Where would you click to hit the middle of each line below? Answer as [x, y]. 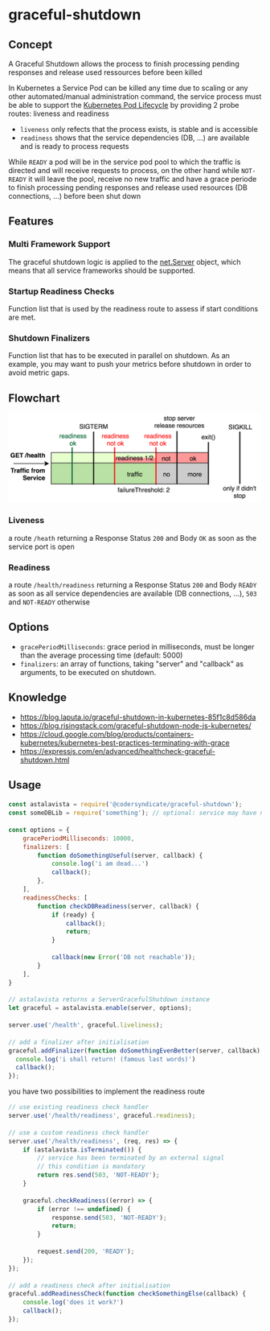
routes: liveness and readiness [59, 113]
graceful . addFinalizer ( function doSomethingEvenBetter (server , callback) [135, 1051]
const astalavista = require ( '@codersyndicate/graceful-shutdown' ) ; [125, 805]
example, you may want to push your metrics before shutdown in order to [130, 365]
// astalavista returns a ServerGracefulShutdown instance [109, 999]
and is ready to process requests [74, 146]
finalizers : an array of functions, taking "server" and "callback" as [131, 663]
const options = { [39, 830]
